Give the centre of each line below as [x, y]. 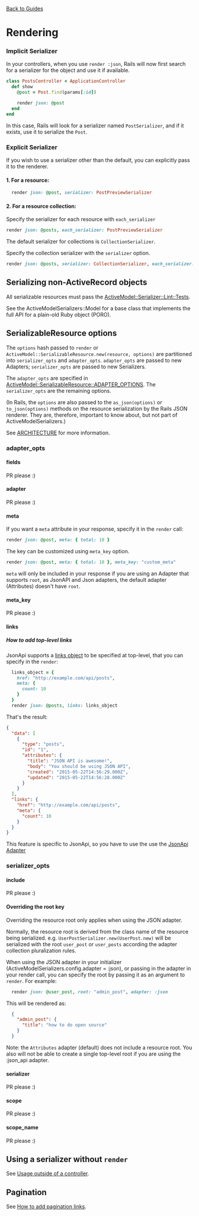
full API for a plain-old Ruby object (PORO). [59, 314]
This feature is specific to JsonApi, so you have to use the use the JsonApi [97, 844]
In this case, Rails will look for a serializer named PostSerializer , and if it [95, 125]
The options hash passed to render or [52, 348]
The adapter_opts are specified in [47, 378]
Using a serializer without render [67, 1159]
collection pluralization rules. [41, 950]
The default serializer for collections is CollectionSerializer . [81, 242]
